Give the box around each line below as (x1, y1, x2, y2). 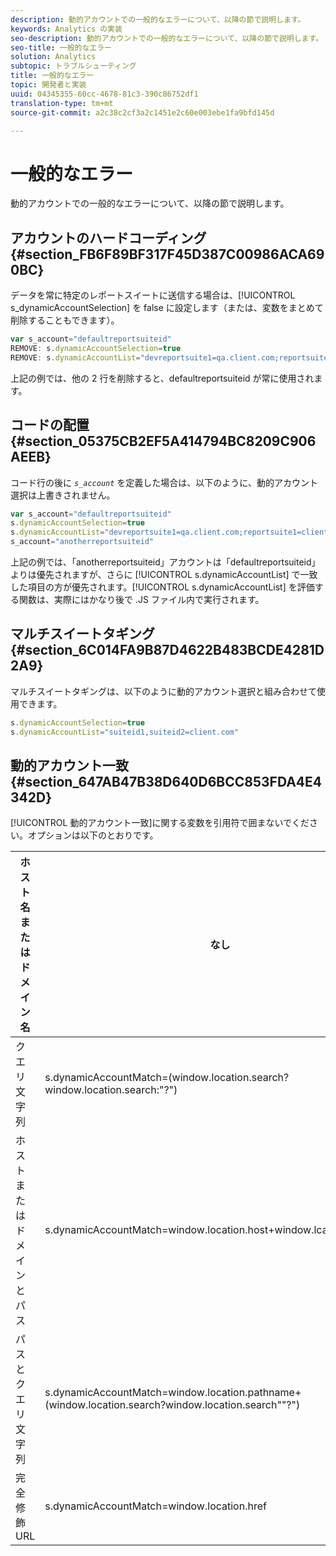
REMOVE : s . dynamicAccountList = (10, 352, 141, 363)
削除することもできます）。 (10, 314, 120, 326)
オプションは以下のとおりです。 (27, 829, 159, 841)
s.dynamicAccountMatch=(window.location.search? (44, 1071, 290, 1085)
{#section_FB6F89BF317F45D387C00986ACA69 (10, 246, 325, 263)
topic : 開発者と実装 (10, 80, 87, 90)
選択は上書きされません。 (10, 489, 116, 501)
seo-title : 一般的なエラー (10, 42, 113, 53)
